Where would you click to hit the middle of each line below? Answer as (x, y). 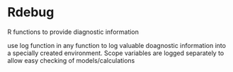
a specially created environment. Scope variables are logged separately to (116, 53)
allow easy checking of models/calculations (71, 60)
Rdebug (31, 12)
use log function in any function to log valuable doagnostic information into (117, 45)
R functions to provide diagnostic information (73, 32)
